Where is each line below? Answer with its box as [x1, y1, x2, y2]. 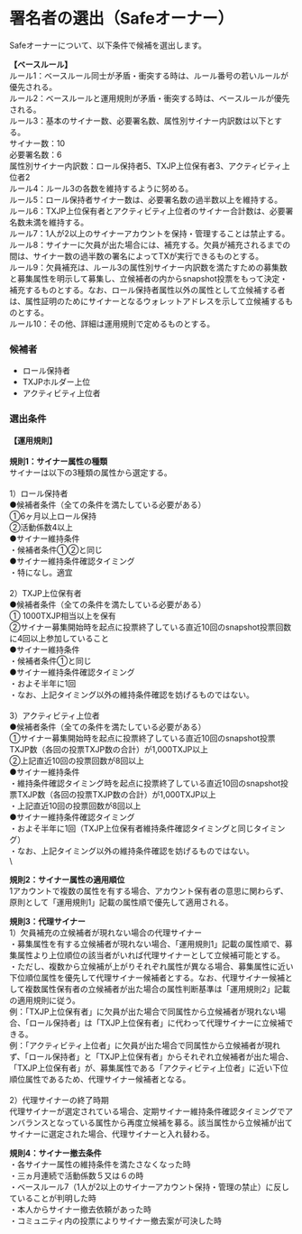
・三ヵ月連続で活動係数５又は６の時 [9, 1170, 144, 1181]
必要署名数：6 [9, 149, 62, 160]
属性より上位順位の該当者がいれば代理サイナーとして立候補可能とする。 [16, 949, 286, 961]
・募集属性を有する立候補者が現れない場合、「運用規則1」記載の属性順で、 [9, 938, 286, 949]
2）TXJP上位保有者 [9, 587, 83, 598]
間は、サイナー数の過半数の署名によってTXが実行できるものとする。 [9, 250, 264, 262]
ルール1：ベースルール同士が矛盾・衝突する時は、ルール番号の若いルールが [9, 69, 288, 81]
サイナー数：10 [9, 137, 66, 149]
